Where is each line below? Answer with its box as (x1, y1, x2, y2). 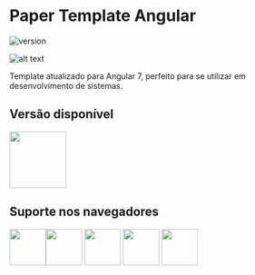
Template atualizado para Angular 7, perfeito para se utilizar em (9, 70, 247, 82)
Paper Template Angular (9, 5, 197, 26)
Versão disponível (9, 106, 114, 123)
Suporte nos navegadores (9, 204, 160, 220)
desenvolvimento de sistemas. (9, 80, 123, 91)
